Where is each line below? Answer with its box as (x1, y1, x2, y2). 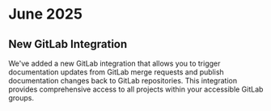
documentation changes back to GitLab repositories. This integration (8, 76, 237, 85)
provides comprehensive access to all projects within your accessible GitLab (8, 84, 264, 94)
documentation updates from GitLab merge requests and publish (8, 67, 224, 77)
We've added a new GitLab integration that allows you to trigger (8, 58, 221, 68)
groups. (8, 93, 35, 102)
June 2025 (8, 5, 83, 23)
